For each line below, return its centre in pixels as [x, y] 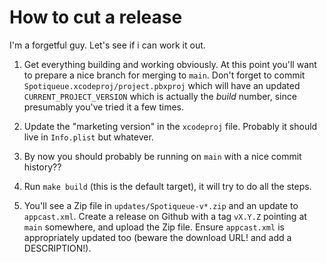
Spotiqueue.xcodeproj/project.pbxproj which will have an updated [162, 85]
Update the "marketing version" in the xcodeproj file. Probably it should [170, 126]
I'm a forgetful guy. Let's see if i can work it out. [107, 45]
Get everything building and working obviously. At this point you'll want [170, 64]
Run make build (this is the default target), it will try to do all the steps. [167, 186]
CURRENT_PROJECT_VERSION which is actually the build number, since [160, 96]
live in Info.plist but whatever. [88, 137]
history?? [42, 167]
